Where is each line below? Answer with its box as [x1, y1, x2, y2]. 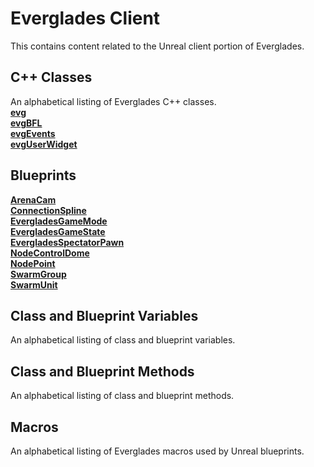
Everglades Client [10, 7, 161, 30]
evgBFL [10, 117, 43, 129]
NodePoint [10, 257, 56, 269]
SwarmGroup [10, 268, 67, 280]
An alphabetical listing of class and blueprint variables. [10, 334, 236, 346]
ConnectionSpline [10, 204, 87, 216]
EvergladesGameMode [10, 215, 108, 227]
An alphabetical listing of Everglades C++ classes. [10, 95, 217, 107]
